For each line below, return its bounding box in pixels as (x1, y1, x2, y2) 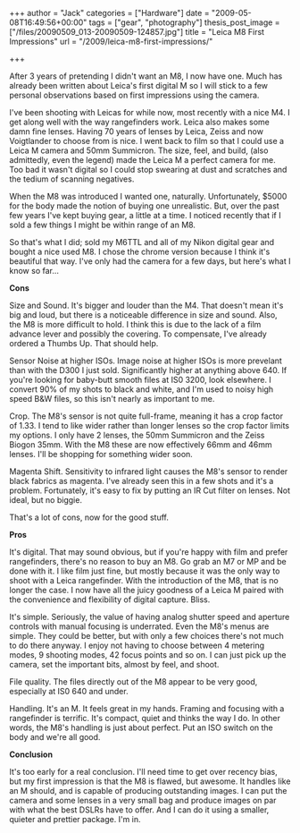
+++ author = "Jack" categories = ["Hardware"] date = (9, 8, 210, 18)
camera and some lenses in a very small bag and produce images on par (9, 795, 277, 805)
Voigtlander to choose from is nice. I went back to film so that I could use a (9, 136, 284, 146)
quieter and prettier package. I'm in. (9, 814, 141, 824)
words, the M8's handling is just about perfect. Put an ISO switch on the (9, 722, 274, 733)
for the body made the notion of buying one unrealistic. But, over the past (9, 200, 279, 211)
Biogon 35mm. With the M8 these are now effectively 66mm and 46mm (9, 439, 272, 450)
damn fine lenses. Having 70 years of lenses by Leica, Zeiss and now (9, 126, 263, 137)
